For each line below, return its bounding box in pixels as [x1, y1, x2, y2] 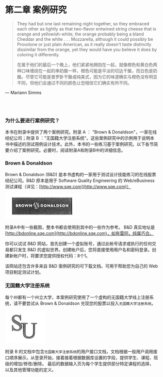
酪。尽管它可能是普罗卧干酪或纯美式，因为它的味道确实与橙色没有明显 [16, 74, 158, 80]
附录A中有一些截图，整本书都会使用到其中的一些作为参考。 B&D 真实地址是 [5, 224, 155, 230]
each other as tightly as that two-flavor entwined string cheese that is [16, 26, 157, 32]
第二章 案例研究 [5, 4, 67, 16]
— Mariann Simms [5, 89, 42, 95]
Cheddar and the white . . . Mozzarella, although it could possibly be [16, 36, 153, 42]
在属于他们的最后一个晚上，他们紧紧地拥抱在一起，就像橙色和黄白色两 [16, 62, 158, 67]
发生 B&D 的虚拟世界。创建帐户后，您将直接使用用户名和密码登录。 [17, 246, 152, 252]
